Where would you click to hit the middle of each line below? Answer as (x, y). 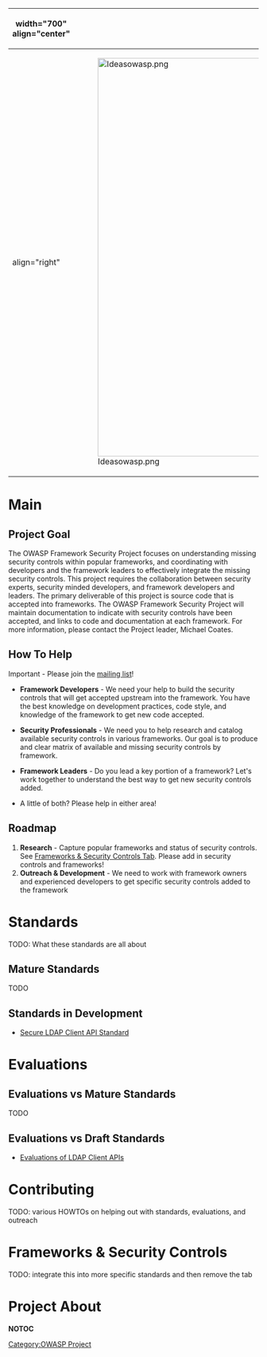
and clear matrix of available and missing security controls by (120, 747)
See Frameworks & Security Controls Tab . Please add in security (126, 856)
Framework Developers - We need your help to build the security (127, 689)
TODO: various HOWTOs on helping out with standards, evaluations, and (127, 1211)
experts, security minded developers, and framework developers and (122, 587)
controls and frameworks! (62, 865)
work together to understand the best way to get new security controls (135, 779)
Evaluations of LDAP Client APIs (72, 1157)
